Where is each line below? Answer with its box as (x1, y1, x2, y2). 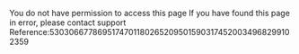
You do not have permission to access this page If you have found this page (9, 8, 290, 18)
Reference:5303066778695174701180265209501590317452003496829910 (9, 27, 290, 37)
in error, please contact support (9, 17, 127, 28)
